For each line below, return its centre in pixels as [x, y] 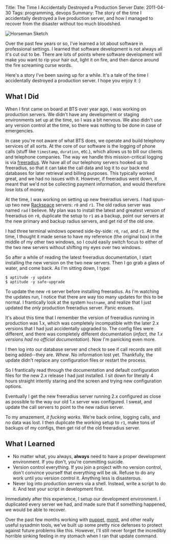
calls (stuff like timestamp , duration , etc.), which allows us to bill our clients [84, 151]
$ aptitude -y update [28, 277]
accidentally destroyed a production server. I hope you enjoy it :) [73, 81]
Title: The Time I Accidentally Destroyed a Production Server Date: [75, 7]
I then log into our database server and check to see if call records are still [83, 349]
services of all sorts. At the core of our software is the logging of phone [80, 146]
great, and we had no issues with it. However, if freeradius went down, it [81, 178]
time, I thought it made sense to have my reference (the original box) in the [84, 236]
